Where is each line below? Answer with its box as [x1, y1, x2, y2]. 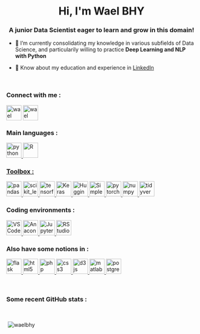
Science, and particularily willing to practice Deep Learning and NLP [15, 46, 186, 53]
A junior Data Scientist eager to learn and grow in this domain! [8, 26, 195, 34]
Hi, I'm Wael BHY [58, 4, 145, 18]
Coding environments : [6, 206, 75, 214]
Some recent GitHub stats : [6, 295, 88, 303]
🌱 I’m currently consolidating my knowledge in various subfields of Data [15, 39, 195, 47]
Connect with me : [6, 91, 62, 99]
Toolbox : [6, 168, 34, 175]
